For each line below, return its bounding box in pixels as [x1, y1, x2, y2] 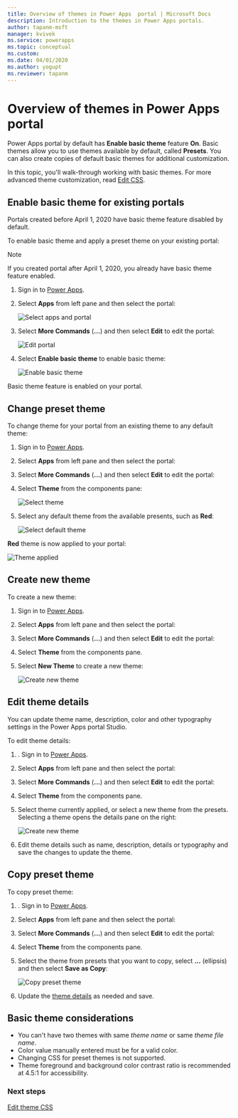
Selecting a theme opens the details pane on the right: [17, 813, 177, 821]
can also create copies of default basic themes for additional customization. [7, 154, 229, 163]
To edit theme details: [7, 736, 71, 744]
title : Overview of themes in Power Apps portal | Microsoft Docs [7, 10, 212, 18]
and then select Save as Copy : [17, 964, 108, 972]
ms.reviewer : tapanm [7, 70, 69, 77]
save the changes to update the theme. [17, 848, 133, 856]
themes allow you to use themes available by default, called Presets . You [7, 147, 222, 155]
